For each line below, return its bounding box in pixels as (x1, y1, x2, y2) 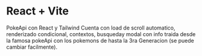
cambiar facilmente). (6, 43, 58, 51)
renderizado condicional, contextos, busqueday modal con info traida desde (6, 30, 196, 37)
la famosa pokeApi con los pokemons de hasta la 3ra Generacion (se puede (6, 37, 194, 44)
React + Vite (6, 4, 69, 18)
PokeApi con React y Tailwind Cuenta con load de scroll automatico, (6, 24, 176, 31)
